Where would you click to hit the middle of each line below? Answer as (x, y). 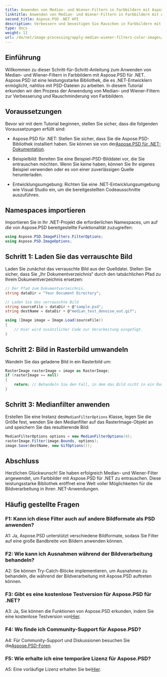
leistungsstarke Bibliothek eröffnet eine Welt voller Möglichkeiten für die (79, 484)
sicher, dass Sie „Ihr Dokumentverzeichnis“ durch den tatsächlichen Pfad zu (83, 274)
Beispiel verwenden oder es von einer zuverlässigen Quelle (73, 169)
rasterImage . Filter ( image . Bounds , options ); (52, 441)
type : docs (16, 28)
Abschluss (22, 461)
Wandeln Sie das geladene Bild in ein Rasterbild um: (58, 361)
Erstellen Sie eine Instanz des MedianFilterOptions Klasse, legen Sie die (78, 417)
